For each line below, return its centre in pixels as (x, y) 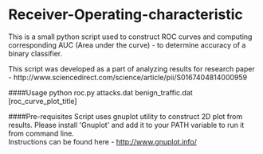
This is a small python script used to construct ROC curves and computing (130, 37)
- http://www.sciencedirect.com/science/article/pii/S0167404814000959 (128, 77)
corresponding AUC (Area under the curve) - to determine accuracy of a (127, 44)
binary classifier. (35, 53)
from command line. (41, 133)
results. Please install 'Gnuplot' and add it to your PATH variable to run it (126, 125)
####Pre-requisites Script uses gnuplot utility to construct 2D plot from (126, 116)
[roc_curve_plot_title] (43, 101)
